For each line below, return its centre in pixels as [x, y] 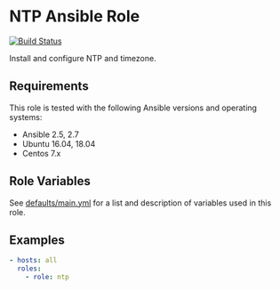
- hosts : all [33, 261]
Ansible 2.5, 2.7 [51, 134]
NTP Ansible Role [75, 16]
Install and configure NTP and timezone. [83, 58]
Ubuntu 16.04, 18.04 [59, 143]
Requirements [49, 86]
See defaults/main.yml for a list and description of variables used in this [140, 203]
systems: [26, 117]
